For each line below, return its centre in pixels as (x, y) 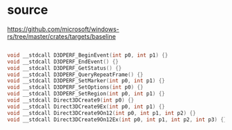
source (28, 10)
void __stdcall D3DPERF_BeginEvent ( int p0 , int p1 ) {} (88, 55)
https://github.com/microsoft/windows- (63, 29)
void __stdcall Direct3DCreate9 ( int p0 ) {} (71, 100)
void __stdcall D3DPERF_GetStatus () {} (65, 68)
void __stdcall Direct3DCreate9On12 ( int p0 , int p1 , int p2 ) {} (101, 113)
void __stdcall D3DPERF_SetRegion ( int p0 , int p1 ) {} (86, 94)
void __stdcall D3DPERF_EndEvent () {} (63, 62)
